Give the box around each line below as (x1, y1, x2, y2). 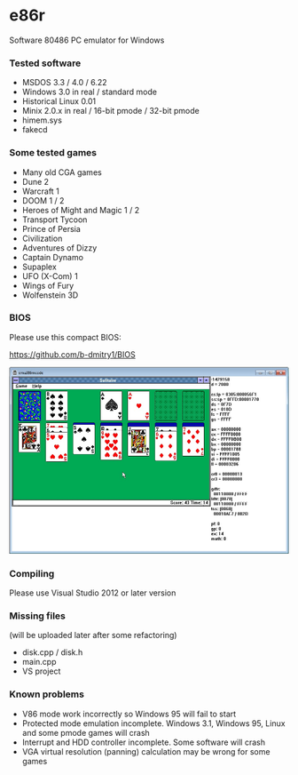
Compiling (9, 567, 55, 579)
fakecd (21, 124, 48, 135)
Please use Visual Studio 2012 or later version (9, 587, 176, 598)
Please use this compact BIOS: (9, 332, 122, 342)
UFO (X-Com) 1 (21, 270, 78, 281)
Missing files (9, 610, 67, 622)
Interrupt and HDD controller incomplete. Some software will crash (21, 737, 266, 747)
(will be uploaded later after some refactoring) (9, 630, 177, 641)
